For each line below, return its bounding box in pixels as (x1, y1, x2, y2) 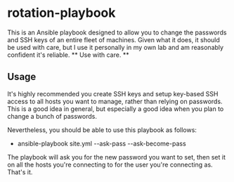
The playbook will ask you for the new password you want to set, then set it (7, 152, 226, 161)
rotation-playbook (7, 5, 116, 21)
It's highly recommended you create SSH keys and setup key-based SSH (7, 89, 219, 98)
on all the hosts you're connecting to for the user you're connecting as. (7, 160, 213, 169)
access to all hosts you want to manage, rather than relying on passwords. (7, 97, 223, 105)
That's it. (7, 167, 33, 176)
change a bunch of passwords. (7, 112, 97, 120)
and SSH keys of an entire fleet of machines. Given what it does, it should (7, 35, 220, 44)
